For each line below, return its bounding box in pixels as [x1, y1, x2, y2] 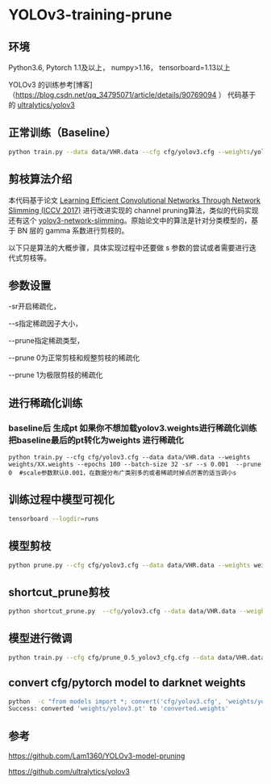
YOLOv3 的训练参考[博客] [8, 80, 93, 90]
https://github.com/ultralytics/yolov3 [8, 767, 131, 777]
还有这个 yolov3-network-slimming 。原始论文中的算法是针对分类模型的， [8, 216, 252, 225]
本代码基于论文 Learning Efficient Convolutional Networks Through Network [8, 195, 261, 205]
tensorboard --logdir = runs [8, 514, 99, 522]
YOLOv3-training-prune [8, 6, 173, 24]
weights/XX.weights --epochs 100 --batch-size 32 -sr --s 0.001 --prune [8, 460, 262, 468]
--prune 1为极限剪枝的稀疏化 [8, 370, 103, 380]
